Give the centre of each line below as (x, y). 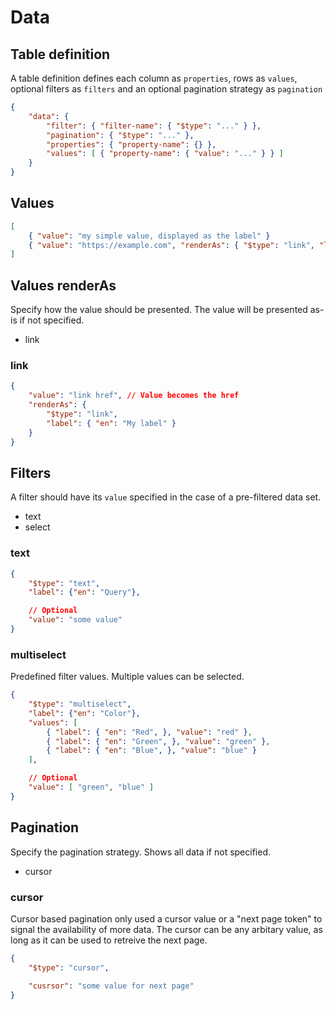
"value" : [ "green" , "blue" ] (91, 787)
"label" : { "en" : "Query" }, (84, 592)
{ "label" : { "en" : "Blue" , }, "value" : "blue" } (151, 751)
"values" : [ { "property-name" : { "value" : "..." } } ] (165, 154)
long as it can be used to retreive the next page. (109, 940)
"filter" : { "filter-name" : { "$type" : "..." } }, (154, 126)
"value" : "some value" (75, 620)
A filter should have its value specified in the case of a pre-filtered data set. (166, 497)
